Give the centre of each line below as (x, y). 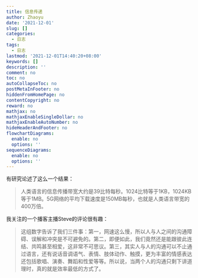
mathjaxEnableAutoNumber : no (42, 123)
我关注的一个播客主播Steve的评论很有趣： (57, 219)
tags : (13, 45)
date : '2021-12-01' (30, 23)
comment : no (21, 73)
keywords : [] (22, 61)
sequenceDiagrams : (29, 150)
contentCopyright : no (33, 100)
